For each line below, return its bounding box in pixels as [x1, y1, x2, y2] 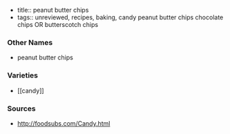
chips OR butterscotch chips [17, 21, 99, 28]
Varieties [7, 70, 38, 80]
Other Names [7, 37, 53, 47]
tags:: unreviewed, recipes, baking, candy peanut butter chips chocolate [17, 13, 224, 21]
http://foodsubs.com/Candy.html [17, 119, 111, 127]
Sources [7, 104, 36, 113]
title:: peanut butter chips [17, 6, 89, 14]
